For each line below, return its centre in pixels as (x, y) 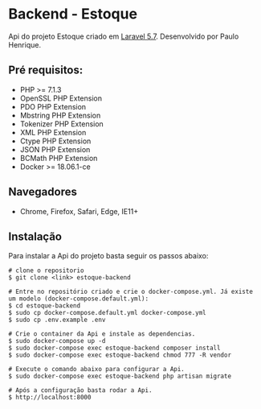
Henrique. (25, 44)
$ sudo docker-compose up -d (57, 341)
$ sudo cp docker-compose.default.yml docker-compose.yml (107, 313)
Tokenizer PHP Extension (62, 124)
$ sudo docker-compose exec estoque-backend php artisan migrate (120, 376)
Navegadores (43, 192)
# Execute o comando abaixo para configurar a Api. (96, 370)
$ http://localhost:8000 (50, 398)
